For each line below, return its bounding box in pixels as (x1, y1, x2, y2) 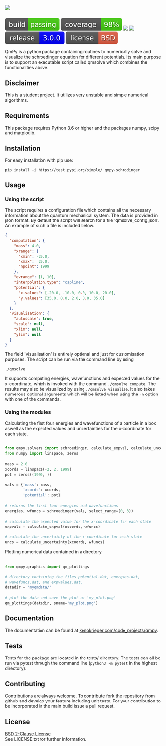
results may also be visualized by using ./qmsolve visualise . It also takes (5, 386, 155, 392)
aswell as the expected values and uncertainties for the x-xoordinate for (5, 425, 152, 431)
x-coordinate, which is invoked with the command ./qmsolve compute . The (5, 381, 156, 387)
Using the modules (5, 409, 51, 416)
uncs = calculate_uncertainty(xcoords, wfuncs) (5, 540, 105, 545)
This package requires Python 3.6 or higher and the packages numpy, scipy (5, 125, 160, 131)
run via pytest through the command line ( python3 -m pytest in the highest (5, 660, 157, 666)
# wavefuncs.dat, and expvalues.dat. (5, 580, 83, 585)
